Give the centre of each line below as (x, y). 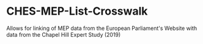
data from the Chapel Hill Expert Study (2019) (64, 34)
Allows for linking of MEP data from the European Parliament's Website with (102, 28)
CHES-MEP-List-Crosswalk (77, 11)
